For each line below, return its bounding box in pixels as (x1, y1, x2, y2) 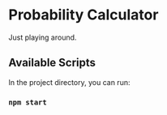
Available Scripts (8, 56, 96, 70)
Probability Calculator (8, 6, 159, 24)
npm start (8, 97, 47, 107)
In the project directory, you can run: (8, 77, 131, 87)
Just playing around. (8, 32, 77, 42)
